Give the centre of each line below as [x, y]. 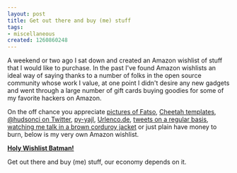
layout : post [27, 14]
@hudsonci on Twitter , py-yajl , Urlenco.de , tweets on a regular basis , [108, 119]
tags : [15, 27]
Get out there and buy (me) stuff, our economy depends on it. [97, 162]
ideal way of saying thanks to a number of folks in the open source [104, 76]
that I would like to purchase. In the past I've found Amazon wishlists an [112, 68]
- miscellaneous [31, 34]
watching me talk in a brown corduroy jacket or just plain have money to [112, 127]
